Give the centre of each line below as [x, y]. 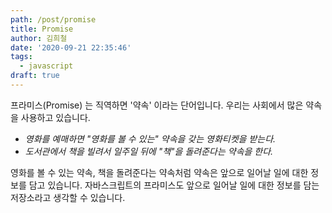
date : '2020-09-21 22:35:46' [71, 47]
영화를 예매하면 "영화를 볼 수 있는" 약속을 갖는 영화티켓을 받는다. [150, 138]
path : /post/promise [53, 19]
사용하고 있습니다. [55, 117]
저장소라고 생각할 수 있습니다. [68, 197]
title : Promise [42, 29]
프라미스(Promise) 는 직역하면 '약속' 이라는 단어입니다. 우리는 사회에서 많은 [157, 105]
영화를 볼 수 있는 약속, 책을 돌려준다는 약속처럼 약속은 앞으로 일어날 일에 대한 [159, 172]
